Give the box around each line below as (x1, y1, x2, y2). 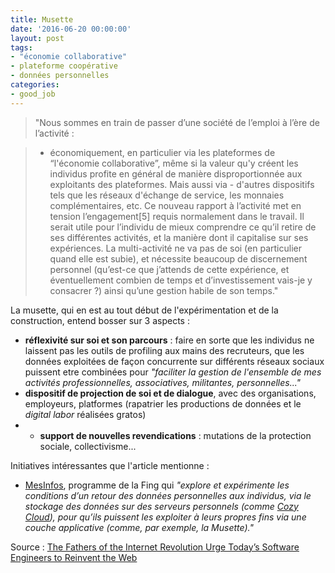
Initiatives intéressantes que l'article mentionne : (10, 459, 210, 471)
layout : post (10, 33, 65, 43)
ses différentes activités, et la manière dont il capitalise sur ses (49, 231, 309, 243)
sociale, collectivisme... (39, 440, 137, 452)
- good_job (10, 89, 56, 99)
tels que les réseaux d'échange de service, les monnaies (49, 189, 285, 201)
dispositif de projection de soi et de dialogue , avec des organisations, (24, 387, 317, 399)
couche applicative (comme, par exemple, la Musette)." (24, 521, 254, 533)
